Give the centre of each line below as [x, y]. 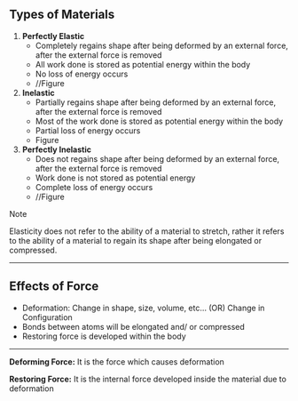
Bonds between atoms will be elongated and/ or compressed [133, 326]
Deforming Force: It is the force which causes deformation [117, 361]
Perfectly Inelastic [56, 149]
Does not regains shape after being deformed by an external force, [157, 158]
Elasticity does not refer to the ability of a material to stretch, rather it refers [147, 231]
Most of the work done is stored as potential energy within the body [159, 121]
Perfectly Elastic [53, 36]
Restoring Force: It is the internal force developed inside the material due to [148, 379]
